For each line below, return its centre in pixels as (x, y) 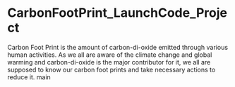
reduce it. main (29, 77)
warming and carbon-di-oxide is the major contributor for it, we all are (109, 62)
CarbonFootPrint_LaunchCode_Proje (117, 13)
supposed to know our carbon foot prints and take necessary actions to (112, 69)
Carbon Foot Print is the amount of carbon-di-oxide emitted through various (117, 47)
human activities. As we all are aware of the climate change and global (110, 55)
